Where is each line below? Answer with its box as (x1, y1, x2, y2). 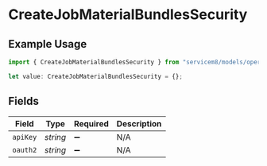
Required (74, 118, 110, 129)
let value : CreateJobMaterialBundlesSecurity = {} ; (8, 72, 183, 80)
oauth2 (12, 145, 37, 154)
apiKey (12, 133, 37, 141)
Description (116, 118, 162, 129)
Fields (8, 95, 40, 108)
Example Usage (8, 37, 87, 51)
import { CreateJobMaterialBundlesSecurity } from (8, 58, 180, 66)
